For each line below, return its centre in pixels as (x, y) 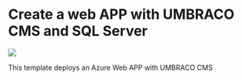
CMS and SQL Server (78, 31)
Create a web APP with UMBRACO (121, 15)
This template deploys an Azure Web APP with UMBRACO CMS (111, 67)
